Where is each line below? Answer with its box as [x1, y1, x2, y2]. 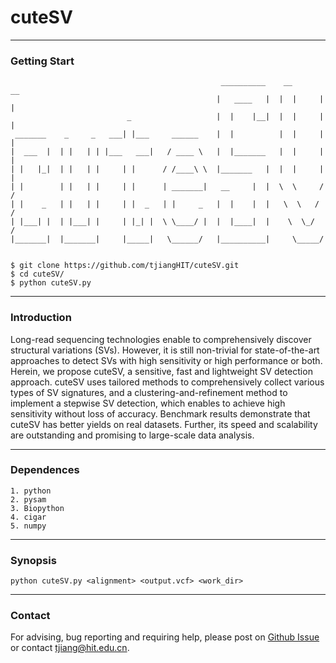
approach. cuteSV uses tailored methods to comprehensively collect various [10, 376, 325, 388]
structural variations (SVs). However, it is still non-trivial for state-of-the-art [10, 344, 320, 356]
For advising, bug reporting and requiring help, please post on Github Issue [10, 631, 320, 643]
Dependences [10, 463, 80, 477]
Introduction [10, 311, 72, 325]
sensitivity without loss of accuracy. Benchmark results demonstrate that [10, 407, 311, 420]
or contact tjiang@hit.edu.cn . [10, 642, 130, 654]
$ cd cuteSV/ [10, 269, 65, 280]
